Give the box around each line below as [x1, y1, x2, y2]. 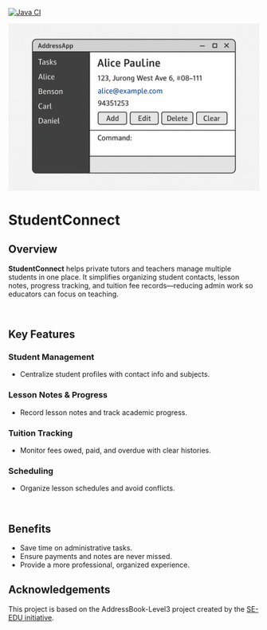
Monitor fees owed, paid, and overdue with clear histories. [19, 445, 211, 455]
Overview [8, 243, 58, 256]
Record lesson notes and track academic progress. [19, 407, 187, 417]
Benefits [8, 522, 52, 535]
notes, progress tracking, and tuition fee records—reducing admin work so [8, 280, 253, 290]
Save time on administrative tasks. [19, 543, 133, 553]
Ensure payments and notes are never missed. [19, 552, 173, 562]
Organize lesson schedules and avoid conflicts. [19, 483, 175, 493]
